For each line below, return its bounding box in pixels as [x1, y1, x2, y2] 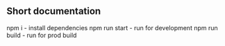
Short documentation [6, 5, 101, 17]
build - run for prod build [6, 31, 77, 39]
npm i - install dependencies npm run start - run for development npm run [6, 23, 218, 32]
